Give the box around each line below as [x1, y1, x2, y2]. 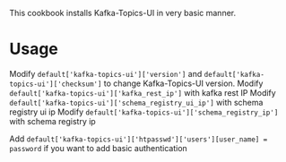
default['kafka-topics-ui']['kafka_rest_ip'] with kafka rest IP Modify [9, 87, 276, 98]
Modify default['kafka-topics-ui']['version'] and [9, 68, 203, 79]
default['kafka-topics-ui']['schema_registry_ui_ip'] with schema [9, 97, 264, 107]
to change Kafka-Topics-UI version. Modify [103, 78, 264, 89]
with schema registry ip [9, 115, 96, 126]
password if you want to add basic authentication [9, 142, 188, 153]
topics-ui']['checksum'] [9, 80, 102, 89]
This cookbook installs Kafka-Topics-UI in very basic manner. [9, 8, 236, 18]
